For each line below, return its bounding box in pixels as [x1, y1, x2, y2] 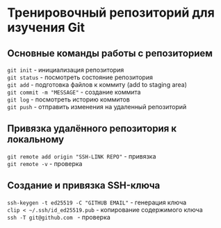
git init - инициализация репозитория [7, 66, 124, 74]
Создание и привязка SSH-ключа [7, 179, 161, 192]
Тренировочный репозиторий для [7, 5, 215, 21]
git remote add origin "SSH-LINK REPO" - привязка [7, 152, 156, 161]
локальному [7, 133, 65, 145]
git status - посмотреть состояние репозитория [7, 73, 153, 81]
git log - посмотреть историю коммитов [7, 95, 130, 104]
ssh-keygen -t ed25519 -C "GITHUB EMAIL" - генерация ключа [7, 198, 187, 206]
